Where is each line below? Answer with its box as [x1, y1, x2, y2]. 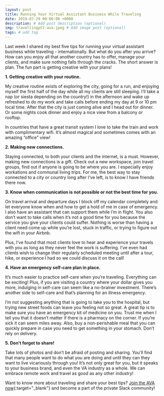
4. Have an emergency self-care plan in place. [5, 264, 101, 270]
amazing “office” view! [5, 134, 50, 140]
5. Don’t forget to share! [5, 340, 55, 346]
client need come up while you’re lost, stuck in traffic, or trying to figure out [5, 225, 158, 231]
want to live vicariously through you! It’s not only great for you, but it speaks [5, 360, 158, 366]
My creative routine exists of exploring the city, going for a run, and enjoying [5, 83, 159, 89]
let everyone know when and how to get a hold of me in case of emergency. [5, 204, 159, 210]
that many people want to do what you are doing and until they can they [5, 355, 150, 361]
